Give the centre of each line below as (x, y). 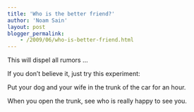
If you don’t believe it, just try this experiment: (74, 74)
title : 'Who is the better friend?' (61, 14)
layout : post (26, 27)
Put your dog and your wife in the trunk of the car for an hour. (97, 87)
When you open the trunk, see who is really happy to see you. (97, 101)
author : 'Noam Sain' (38, 20)
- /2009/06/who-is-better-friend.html (77, 40)
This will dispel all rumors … (48, 60)
